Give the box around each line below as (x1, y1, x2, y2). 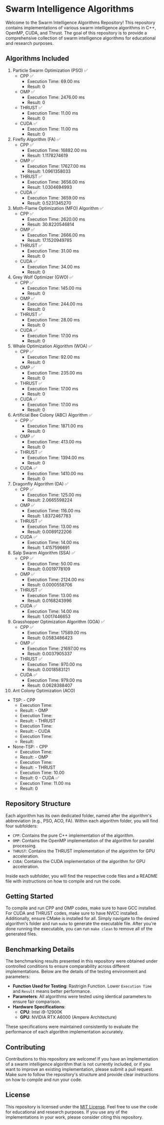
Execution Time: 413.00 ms (27, 439, 82, 444)
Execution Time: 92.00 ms (27, 354, 80, 360)
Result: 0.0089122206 (27, 528, 72, 535)
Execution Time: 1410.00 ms (27, 470, 83, 476)
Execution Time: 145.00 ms (27, 285, 82, 291)
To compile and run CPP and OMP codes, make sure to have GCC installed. (5, 905, 157, 911)
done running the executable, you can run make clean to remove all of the (5, 926, 153, 932)
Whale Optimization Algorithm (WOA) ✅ (12, 343, 92, 349)
